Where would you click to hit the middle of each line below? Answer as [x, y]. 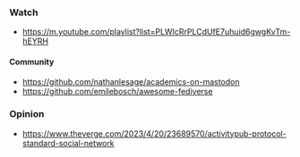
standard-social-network [68, 143]
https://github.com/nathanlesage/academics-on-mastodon [131, 81]
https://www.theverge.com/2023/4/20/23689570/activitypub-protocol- [154, 133]
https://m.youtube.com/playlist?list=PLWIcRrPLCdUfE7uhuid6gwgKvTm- [156, 32]
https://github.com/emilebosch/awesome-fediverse [117, 91]
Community [32, 62]
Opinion [27, 114]
